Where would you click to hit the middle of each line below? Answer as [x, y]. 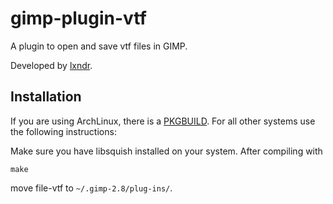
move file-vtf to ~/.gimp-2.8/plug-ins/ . [91, 188]
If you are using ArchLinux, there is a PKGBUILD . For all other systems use [163, 121]
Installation [46, 97]
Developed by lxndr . [51, 65]
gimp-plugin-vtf [78, 18]
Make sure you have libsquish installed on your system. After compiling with [166, 151]
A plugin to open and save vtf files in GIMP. [99, 46]
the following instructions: [63, 131]
